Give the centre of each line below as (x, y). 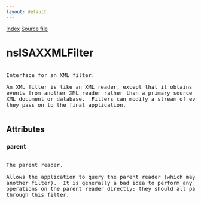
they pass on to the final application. (66, 105)
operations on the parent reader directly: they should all (96, 189)
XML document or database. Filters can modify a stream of (96, 99)
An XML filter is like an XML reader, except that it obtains (99, 87)
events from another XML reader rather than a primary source (99, 93)
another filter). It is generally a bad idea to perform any (99, 183)
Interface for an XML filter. (51, 75)
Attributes (25, 129)
